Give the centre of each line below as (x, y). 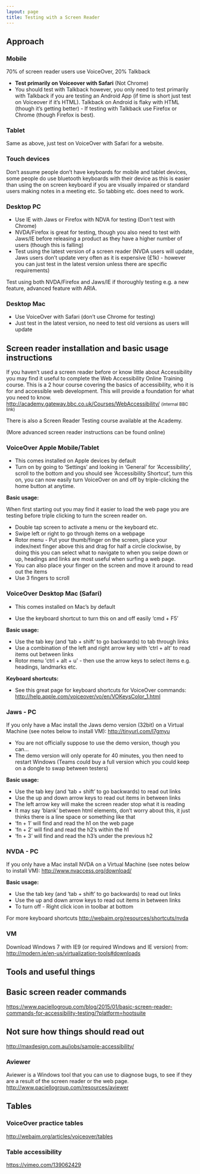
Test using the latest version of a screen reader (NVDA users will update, (104, 251)
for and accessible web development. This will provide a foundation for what (100, 391)
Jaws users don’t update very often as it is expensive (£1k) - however (100, 258)
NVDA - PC (22, 851)
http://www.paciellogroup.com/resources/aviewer (67, 1087)
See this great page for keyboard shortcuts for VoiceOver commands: (101, 690)
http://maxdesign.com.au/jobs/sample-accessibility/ (70, 1046)
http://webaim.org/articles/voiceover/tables (60, 1136)
